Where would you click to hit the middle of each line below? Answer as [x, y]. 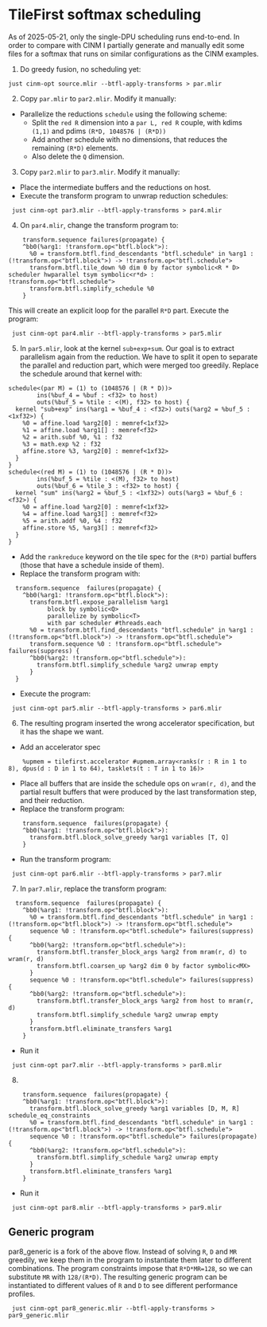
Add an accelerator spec [60, 746]
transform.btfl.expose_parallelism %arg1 [99, 602]
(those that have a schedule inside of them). [92, 565]
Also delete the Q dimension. [78, 156]
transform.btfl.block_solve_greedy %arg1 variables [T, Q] [129, 837]
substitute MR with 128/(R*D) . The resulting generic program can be [118, 1277]
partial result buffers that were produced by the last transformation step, [138, 792]
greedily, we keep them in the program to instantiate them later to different [130, 1260]
